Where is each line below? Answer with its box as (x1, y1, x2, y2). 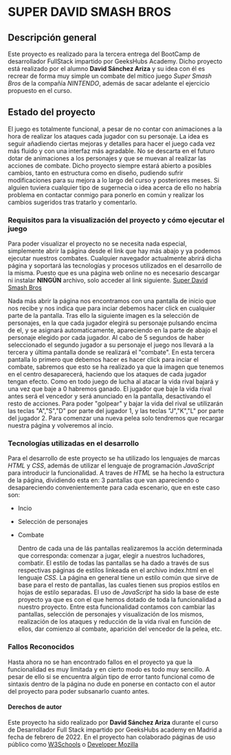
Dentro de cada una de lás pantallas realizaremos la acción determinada (17, 544, 223, 552)
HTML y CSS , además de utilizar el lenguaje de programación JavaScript (8, 461, 215, 470)
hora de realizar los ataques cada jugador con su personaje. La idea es (8, 132, 209, 140)
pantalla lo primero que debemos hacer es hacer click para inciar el (8, 356, 199, 364)
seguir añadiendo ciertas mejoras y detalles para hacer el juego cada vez (8, 139, 216, 148)
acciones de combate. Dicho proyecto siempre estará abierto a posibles (8, 161, 212, 170)
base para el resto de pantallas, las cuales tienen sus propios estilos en (17, 581, 220, 590)
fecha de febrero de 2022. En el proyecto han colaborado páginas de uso (8, 732, 216, 741)
